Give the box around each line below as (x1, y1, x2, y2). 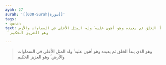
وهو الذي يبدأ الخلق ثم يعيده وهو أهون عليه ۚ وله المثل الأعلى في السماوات (17, 48, 153, 54)
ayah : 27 (5, 7, 23, 12)
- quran (5, 21, 21, 26)
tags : (5, 16, 16, 21)
